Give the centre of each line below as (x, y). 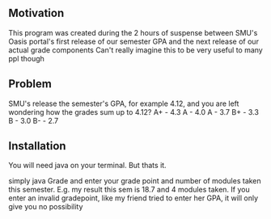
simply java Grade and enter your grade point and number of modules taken (135, 181)
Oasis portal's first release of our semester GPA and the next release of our (133, 41)
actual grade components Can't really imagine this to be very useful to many (135, 50)
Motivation (36, 13)
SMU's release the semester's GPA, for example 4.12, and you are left (124, 103)
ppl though (26, 58)
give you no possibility (46, 207)
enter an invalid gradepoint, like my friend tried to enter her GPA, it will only (133, 198)
